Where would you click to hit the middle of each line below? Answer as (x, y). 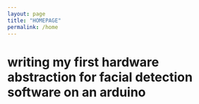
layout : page (26, 14)
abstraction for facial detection (100, 77)
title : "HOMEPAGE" (34, 21)
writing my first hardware (83, 62)
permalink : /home (33, 27)
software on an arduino (77, 92)
